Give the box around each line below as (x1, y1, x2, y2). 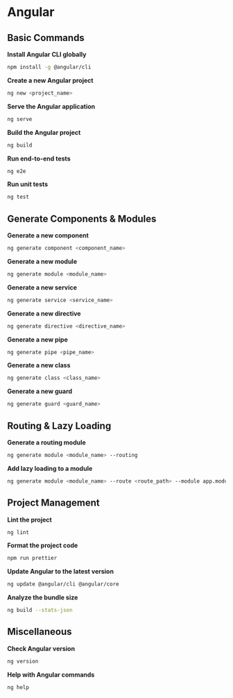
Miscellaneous (7, 626, 72, 638)
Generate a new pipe (7, 335, 68, 344)
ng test (7, 194, 30, 201)
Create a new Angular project (7, 76, 94, 84)
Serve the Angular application (7, 102, 96, 110)
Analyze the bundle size (7, 593, 78, 601)
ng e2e (7, 167, 26, 174)
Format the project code (7, 541, 78, 549)
